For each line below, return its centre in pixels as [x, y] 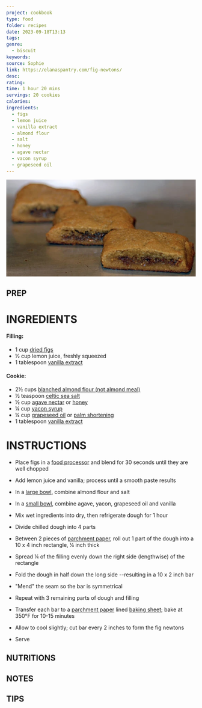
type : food [20, 19]
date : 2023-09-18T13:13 [36, 32]
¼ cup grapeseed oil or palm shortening [64, 415]
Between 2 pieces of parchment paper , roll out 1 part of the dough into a [104, 539]
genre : [14, 44]
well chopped [32, 468]
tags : [13, 38]
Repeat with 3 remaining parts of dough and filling [77, 597]
